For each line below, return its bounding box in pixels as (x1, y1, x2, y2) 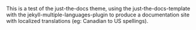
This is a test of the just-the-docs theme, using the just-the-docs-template (6, 5, 191, 12)
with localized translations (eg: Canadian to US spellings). (6, 18, 149, 24)
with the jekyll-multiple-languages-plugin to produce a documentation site (6, 11, 190, 18)
